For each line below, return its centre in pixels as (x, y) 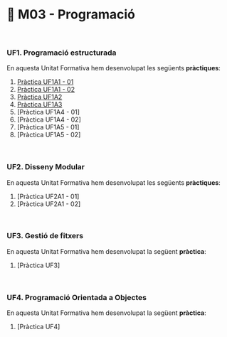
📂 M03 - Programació (71, 15)
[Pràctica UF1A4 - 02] (49, 119)
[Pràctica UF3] (38, 265)
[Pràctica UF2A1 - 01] (48, 196)
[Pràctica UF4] (38, 327)
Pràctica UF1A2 (39, 97)
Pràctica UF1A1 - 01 (45, 82)
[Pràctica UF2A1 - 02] (49, 204)
